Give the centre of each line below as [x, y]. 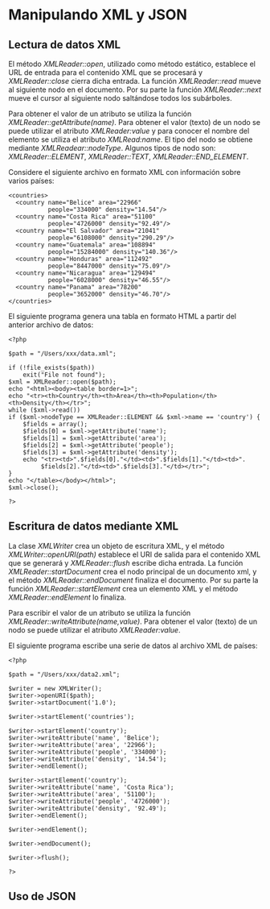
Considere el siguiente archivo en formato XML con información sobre [125, 172]
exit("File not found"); [64, 375]
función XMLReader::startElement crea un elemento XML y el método [123, 588]
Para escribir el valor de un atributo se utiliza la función [100, 612]
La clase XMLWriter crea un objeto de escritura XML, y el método [117, 546]
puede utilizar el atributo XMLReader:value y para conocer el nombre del [129, 131]
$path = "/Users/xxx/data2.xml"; [64, 674]
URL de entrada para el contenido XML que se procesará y [106, 73]
